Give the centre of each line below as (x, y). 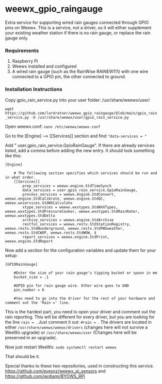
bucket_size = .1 (31, 277)
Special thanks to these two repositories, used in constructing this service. (80, 366)
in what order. (20, 177)
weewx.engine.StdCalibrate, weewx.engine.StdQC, (55, 199)
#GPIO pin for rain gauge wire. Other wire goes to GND (72, 286)
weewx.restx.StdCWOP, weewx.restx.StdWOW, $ (51, 233)
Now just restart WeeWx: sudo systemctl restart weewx (61, 347)
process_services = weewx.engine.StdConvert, (69, 194)
